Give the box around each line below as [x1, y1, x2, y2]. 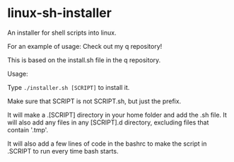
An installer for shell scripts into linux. [7, 28, 117, 37]
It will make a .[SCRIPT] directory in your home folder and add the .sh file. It [7, 110, 228, 119]
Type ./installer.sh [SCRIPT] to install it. [7, 83, 130, 91]
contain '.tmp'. [7, 125, 49, 134]
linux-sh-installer [7, 5, 112, 21]
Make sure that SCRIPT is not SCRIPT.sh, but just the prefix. [7, 97, 182, 105]
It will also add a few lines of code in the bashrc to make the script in [7, 139, 207, 148]
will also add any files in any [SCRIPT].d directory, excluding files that [7, 118, 209, 127]
